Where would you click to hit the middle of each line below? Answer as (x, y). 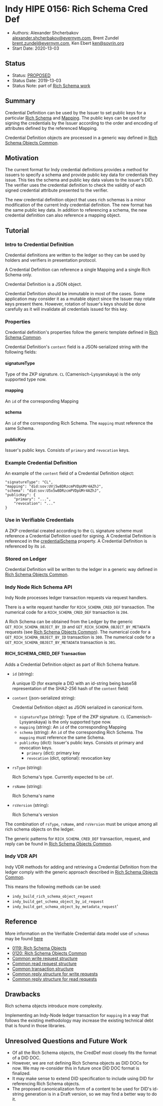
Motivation (22, 158)
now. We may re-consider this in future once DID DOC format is (76, 1068)
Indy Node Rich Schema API (39, 587)
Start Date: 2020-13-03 (36, 48)
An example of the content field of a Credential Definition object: (70, 473)
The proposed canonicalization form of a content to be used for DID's (82, 1089)
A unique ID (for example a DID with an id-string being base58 (74, 683)
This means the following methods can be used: (53, 887)
